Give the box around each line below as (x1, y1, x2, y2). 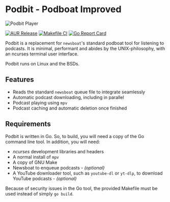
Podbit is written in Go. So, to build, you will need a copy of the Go (5, 133, 144, 139)
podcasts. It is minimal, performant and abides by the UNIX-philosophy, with (5, 45, 165, 51)
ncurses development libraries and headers (12, 148, 104, 154)
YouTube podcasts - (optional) (12, 175, 77, 181)
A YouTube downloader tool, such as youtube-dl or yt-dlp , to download (12, 170, 163, 176)
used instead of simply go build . (5, 190, 74, 196)
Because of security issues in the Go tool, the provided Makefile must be (5, 185, 158, 191)
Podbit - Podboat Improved (5, 4, 122, 15)
